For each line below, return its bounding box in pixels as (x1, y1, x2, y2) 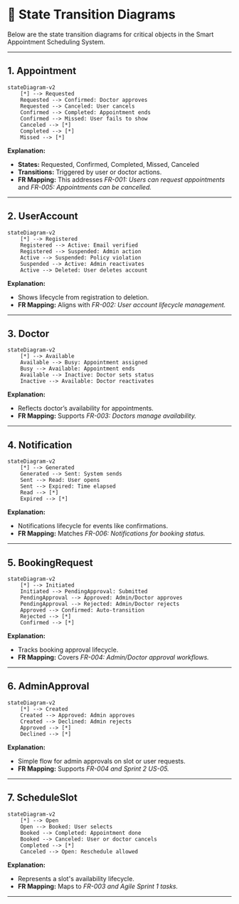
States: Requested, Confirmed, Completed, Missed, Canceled (17, 160, 199, 168)
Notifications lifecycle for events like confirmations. (17, 522, 169, 530)
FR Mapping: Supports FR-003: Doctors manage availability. (17, 411, 197, 420)
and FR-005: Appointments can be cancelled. (17, 183, 152, 191)
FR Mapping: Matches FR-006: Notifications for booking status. (17, 529, 206, 538)
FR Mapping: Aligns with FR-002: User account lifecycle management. (17, 300, 226, 309)
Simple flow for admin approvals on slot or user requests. (17, 756, 186, 765)
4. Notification (7, 438, 73, 451)
